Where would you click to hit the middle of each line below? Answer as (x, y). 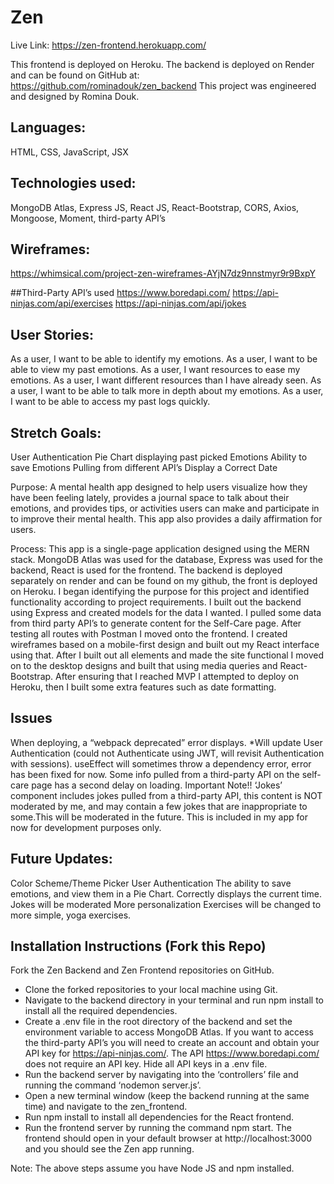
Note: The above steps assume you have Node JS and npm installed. (152, 1168)
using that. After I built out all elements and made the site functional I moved (167, 655)
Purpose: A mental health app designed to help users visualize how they (159, 487)
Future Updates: (61, 859)
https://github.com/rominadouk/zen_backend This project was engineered (163, 85)
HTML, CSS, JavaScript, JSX (69, 152)
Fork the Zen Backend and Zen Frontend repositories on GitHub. (142, 970)
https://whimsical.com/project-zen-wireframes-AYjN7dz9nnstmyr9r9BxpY (163, 273)
